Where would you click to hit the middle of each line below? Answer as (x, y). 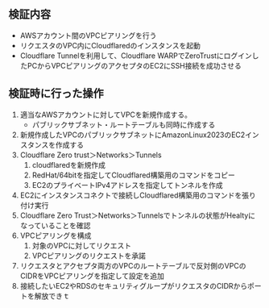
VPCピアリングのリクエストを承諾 (89, 256)
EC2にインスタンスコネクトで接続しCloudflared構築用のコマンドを (131, 195)
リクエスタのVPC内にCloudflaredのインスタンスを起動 (110, 45)
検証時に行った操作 (56, 94)
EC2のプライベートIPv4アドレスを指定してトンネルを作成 (127, 185)
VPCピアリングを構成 (56, 235)
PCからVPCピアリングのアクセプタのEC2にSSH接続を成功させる (134, 65)
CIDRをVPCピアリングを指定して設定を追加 (92, 276)
